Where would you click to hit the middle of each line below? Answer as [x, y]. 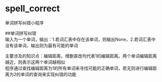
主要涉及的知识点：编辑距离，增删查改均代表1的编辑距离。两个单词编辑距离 [81, 56]
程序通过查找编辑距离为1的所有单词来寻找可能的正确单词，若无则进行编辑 [79, 68]
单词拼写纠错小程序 [24, 23]
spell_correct [33, 9]
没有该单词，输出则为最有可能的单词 [42, 45]
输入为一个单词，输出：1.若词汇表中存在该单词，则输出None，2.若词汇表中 [80, 39]
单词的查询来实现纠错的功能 [48, 74]
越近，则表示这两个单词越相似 [35, 62]
